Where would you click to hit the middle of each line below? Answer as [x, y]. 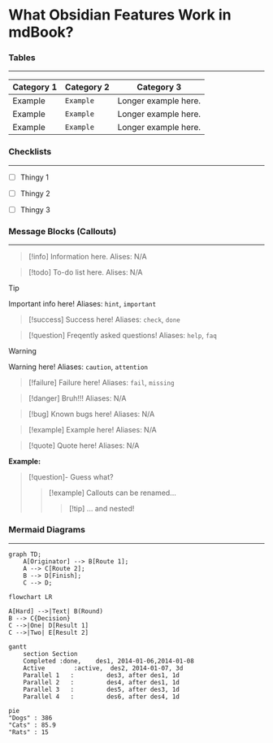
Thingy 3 [35, 210]
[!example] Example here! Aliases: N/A [92, 430]
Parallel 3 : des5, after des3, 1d [102, 689]
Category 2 [87, 87]
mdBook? [41, 32]
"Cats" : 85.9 [32, 725]
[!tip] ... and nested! [102, 509]
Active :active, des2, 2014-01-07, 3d [103, 668]
